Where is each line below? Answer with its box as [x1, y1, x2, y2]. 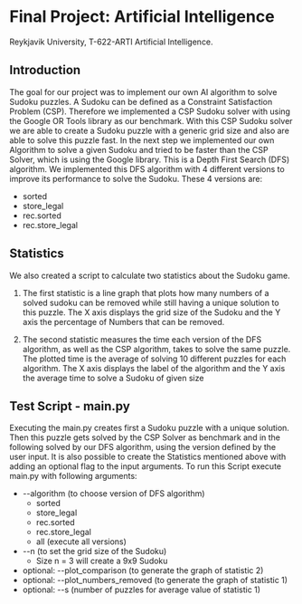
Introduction [9, 62, 81, 78]
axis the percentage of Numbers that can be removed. [22, 316, 225, 327]
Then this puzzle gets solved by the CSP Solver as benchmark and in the [9, 432, 281, 443]
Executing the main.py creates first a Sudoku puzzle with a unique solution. [9, 423, 289, 434]
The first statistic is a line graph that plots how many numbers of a [22, 287, 269, 298]
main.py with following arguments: [9, 471, 137, 482]
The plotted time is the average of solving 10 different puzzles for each [22, 353, 287, 364]
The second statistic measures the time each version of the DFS [22, 333, 262, 345]
